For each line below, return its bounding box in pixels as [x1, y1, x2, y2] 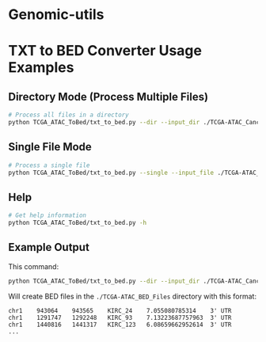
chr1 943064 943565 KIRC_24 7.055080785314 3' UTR [8, 306, 232, 314]
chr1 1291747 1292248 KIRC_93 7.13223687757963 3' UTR [8, 313, 232, 321]
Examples [8, 59, 74, 77]
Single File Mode [8, 140, 93, 154]
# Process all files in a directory [8, 111, 129, 120]
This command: [8, 261, 59, 271]
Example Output [8, 241, 89, 254]
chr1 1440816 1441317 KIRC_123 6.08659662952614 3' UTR [8, 321, 232, 329]
